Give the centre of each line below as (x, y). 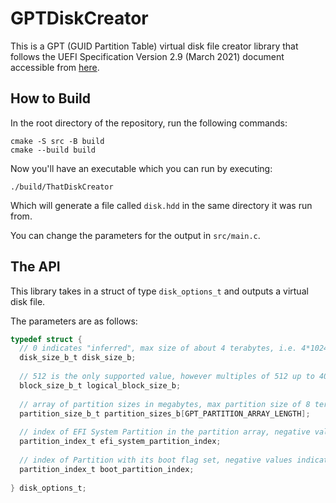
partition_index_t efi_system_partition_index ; (120, 442)
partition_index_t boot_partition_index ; (107, 469)
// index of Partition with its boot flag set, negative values (156, 460)
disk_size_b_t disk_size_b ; (78, 358)
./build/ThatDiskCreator (62, 187)
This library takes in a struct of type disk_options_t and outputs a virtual (159, 291)
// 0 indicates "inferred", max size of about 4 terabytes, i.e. (158, 348)
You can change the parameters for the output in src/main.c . (135, 235)
